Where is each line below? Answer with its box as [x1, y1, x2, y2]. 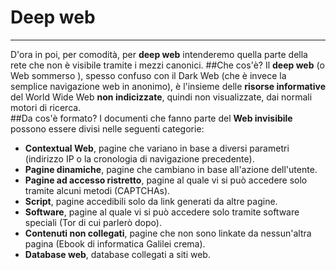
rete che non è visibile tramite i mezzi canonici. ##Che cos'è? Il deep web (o [10, 59, 325, 71]
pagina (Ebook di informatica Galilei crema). [24, 237, 206, 250]
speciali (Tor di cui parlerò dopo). [24, 216, 162, 228]
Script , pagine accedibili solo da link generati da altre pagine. [24, 195, 278, 207]
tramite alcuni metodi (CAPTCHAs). [24, 184, 171, 196]
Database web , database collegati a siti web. [24, 248, 211, 260]
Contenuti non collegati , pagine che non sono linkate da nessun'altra [24, 227, 312, 239]
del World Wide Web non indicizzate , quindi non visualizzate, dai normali [10, 91, 313, 103]
